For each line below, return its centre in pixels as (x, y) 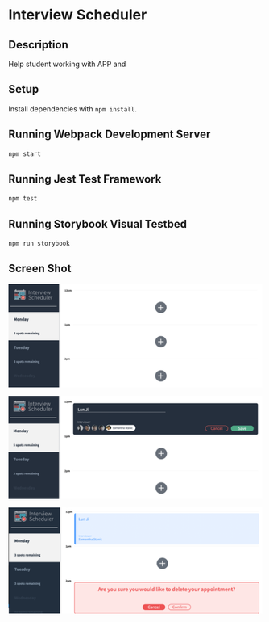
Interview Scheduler (78, 15)
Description (38, 45)
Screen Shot (40, 269)
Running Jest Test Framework (85, 179)
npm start (25, 154)
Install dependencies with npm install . (72, 109)
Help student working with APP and (67, 64)
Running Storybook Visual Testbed (98, 224)
